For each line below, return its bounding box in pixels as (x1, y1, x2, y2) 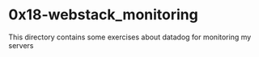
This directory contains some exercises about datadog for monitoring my (8, 32, 252, 42)
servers (8, 40, 34, 50)
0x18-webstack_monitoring (8, 6, 198, 24)
